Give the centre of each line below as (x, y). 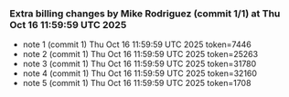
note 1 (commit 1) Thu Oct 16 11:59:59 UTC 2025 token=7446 (137, 44)
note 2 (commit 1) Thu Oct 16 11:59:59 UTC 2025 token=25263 (140, 54)
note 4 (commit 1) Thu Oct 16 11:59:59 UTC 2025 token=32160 (140, 73)
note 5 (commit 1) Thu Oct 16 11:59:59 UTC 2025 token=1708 (137, 83)
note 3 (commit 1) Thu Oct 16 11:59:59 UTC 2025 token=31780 (139, 64)
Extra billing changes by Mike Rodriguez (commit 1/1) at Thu (145, 14)
